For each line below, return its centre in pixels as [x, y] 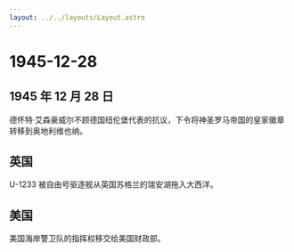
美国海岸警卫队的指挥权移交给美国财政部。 [87, 239]
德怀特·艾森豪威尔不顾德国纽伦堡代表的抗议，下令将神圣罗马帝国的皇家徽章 [147, 119]
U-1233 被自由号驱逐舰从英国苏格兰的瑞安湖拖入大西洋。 [114, 184]
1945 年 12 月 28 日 [61, 97]
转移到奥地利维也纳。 [48, 131]
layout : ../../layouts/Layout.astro [77, 17]
